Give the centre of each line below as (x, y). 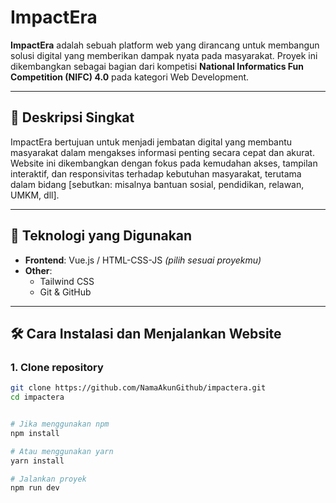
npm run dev (35, 488)
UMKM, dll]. (35, 195)
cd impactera (37, 397)
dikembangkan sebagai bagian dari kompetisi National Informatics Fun (157, 66)
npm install (35, 433)
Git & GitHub (65, 292)
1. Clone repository (57, 367)
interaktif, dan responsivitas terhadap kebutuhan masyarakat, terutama (156, 173)
